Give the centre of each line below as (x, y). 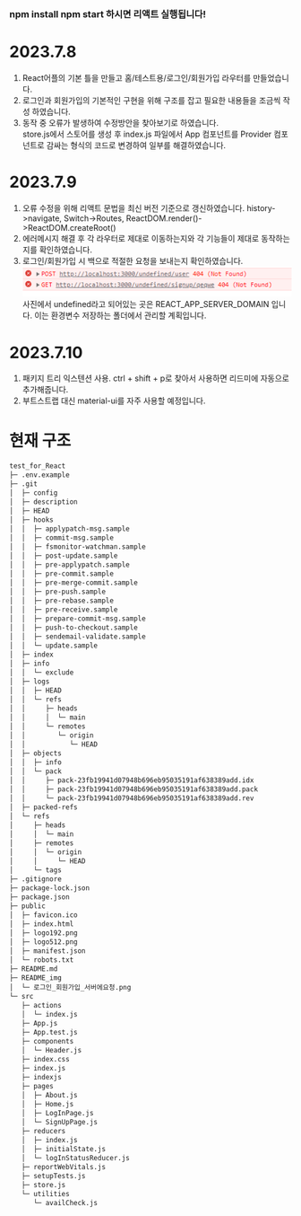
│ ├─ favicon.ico (43, 915)
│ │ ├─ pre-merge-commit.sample (74, 583)
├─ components (47, 1042)
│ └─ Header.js (52, 1051)
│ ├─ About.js (49, 1096)
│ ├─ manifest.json (48, 951)
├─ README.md (34, 969)
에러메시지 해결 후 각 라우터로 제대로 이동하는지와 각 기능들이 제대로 (141, 238)
